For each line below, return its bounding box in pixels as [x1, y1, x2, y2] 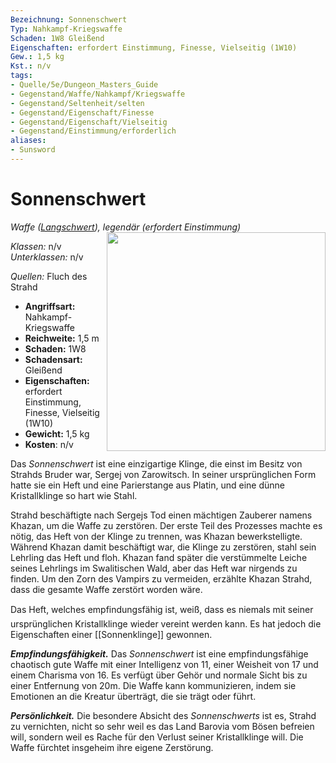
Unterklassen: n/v [10, 251, 84, 263]
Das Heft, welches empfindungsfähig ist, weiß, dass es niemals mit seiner [10, 603, 314, 615]
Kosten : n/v [24, 438, 74, 450]
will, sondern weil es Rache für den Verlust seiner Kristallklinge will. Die [10, 731, 304, 743]
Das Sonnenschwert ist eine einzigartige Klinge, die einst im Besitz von [10, 457, 303, 470]
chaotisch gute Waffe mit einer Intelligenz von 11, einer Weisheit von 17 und [10, 658, 319, 670]
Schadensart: [24, 353, 83, 365]
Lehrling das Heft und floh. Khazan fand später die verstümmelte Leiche [10, 551, 308, 563]
